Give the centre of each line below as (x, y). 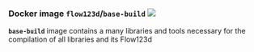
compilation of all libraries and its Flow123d (80, 39)
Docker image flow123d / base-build (77, 14)
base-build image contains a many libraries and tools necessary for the (127, 31)
